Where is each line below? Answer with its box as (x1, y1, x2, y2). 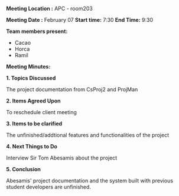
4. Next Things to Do (6, 143, 58, 150)
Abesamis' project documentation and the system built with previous (6, 177, 173, 184)
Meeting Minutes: (6, 63, 51, 70)
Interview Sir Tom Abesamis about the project (6, 154, 118, 161)
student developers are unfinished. (6, 184, 92, 190)
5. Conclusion (6, 166, 41, 172)
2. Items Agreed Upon (6, 97, 61, 104)
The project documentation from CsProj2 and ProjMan (6, 86, 138, 93)
